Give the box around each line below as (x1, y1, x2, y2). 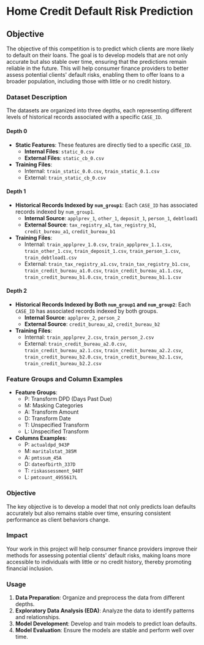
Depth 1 (6, 188, 26, 195)
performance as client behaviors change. (6, 516, 110, 523)
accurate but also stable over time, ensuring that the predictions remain (6, 58, 187, 65)
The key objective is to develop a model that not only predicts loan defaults (6, 503, 196, 510)
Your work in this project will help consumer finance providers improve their (6, 545, 198, 552)
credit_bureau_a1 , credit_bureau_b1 (24, 227, 116, 234)
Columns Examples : (15, 435, 67, 442)
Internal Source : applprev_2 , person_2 (24, 314, 121, 321)
